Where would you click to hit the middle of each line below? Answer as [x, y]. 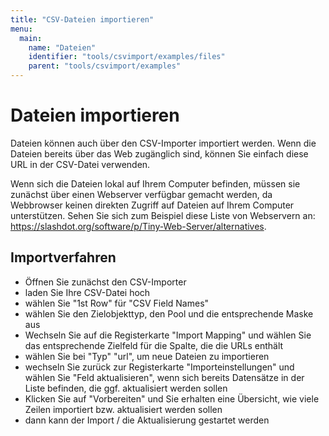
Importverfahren [63, 257]
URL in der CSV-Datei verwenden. [80, 164]
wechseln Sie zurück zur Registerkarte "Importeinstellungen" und [159, 367]
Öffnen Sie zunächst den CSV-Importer [105, 282]
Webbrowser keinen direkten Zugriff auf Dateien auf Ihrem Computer [152, 205]
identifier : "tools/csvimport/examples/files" [127, 57]
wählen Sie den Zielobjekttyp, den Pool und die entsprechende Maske [169, 313]
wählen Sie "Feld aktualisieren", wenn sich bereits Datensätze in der [164, 377]
